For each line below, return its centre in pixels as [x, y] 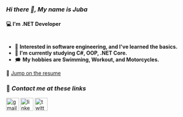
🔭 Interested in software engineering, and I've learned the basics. [96, 46]
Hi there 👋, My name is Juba [47, 9]
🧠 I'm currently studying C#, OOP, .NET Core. [71, 53]
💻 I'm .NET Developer [33, 24]
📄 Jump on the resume [34, 73]
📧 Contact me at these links [46, 88]
